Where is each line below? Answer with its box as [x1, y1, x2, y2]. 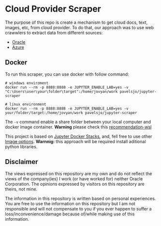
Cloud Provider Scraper [5, 3, 102, 15]
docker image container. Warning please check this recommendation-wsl [5, 124, 152, 129]
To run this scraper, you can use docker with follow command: [5, 71, 129, 77]
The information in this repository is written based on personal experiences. [5, 195, 156, 201]
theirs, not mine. [5, 186, 38, 192]
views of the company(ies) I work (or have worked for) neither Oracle [5, 176, 143, 181]
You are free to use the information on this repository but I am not [5, 200, 135, 207]
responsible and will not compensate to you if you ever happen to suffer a [5, 206, 152, 211]
